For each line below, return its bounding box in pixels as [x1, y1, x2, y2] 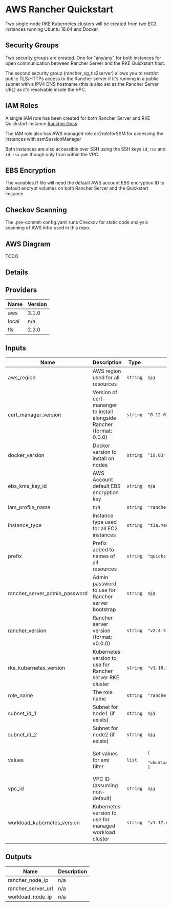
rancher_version [8, 627, 47, 634]
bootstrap [92, 606, 116, 613]
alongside [92, 415, 116, 422]
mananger [92, 402, 117, 409]
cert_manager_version [8, 411, 61, 418]
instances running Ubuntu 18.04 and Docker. [5, 26, 99, 32]
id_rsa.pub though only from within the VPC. [5, 151, 100, 157]
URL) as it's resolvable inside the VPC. [5, 86, 87, 92]
